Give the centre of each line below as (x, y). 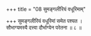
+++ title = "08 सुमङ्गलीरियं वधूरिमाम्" (46, 9)
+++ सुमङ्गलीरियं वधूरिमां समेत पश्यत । (44, 21)
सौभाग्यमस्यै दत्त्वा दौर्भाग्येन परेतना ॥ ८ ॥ (44, 27)
